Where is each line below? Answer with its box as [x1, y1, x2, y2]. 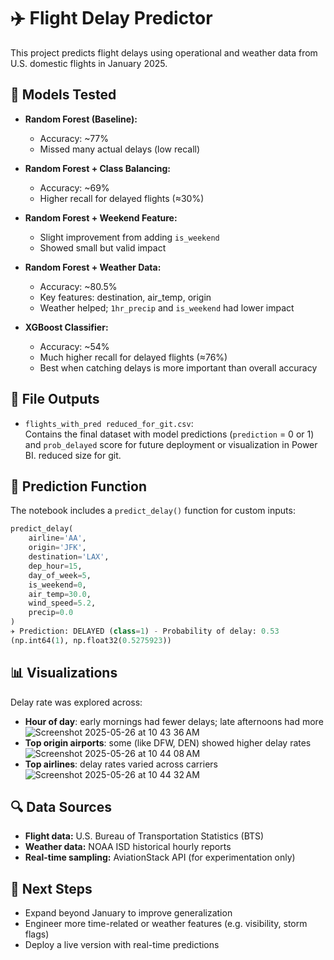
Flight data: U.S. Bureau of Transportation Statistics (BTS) [24, 830, 265, 842]
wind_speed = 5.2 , [28, 598, 97, 609]
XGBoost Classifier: [24, 321, 109, 333]
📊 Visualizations [10, 665, 118, 682]
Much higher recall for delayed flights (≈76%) [39, 351, 228, 363]
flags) [24, 928, 50, 940]
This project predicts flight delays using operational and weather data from [10, 46, 318, 59]
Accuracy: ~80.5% [39, 280, 118, 292]
